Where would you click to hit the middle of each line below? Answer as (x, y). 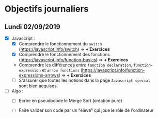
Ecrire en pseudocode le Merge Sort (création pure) (70, 101)
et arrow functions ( (62, 70)
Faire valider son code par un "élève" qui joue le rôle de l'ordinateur (86, 110)
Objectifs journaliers (47, 9)
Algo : (17, 91)
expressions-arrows (39, 75)
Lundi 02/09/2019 (32, 27)
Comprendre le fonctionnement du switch (60, 44)
